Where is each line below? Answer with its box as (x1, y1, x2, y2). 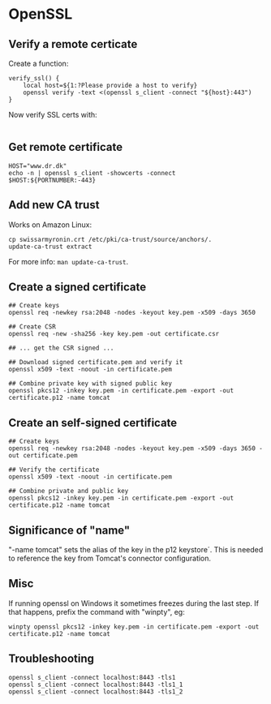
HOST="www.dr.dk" (8, 161, 67, 170)
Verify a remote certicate (8, 37, 138, 51)
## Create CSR (8, 323, 57, 331)
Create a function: (8, 58, 69, 68)
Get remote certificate (8, 140, 123, 154)
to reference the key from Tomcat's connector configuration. (8, 553, 212, 564)
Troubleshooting (8, 652, 95, 666)
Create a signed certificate (8, 281, 147, 294)
